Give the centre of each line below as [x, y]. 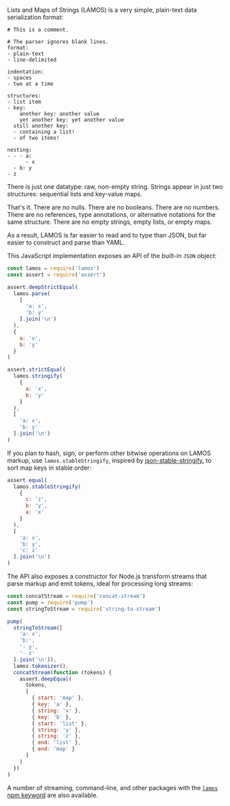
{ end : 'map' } [54, 749]
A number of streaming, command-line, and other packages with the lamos [113, 787]
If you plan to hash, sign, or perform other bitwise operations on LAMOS [109, 453]
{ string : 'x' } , [56, 711]
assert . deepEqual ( [46, 679]
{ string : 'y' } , [56, 730]
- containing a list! [44, 132]
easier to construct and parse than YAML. [66, 242]
